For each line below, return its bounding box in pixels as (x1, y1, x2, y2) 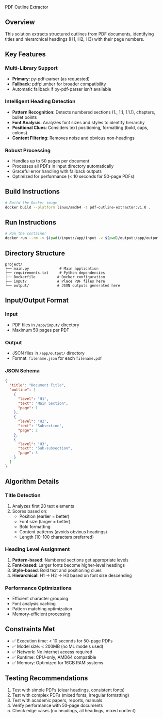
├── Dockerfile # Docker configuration (5, 275, 105, 280)
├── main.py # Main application (5, 266, 98, 271)
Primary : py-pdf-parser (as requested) (12, 76, 90, 81)
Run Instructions (5, 218, 57, 227)
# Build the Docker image (5, 200, 57, 205)
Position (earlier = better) (19, 513, 70, 519)
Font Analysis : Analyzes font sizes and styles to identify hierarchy (12, 119, 145, 125)
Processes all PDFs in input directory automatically (12, 163, 114, 169)
